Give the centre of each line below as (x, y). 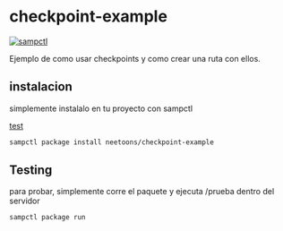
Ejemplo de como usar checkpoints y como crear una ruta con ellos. (135, 58)
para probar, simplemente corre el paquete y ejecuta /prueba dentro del (142, 192)
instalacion (41, 87)
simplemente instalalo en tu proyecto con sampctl (101, 108)
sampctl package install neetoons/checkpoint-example (112, 142)
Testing (31, 171)
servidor (25, 201)
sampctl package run (48, 218)
